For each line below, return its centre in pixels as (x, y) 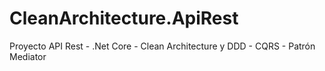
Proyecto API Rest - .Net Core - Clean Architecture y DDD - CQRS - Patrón (162, 46)
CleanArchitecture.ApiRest (124, 18)
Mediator (28, 56)
